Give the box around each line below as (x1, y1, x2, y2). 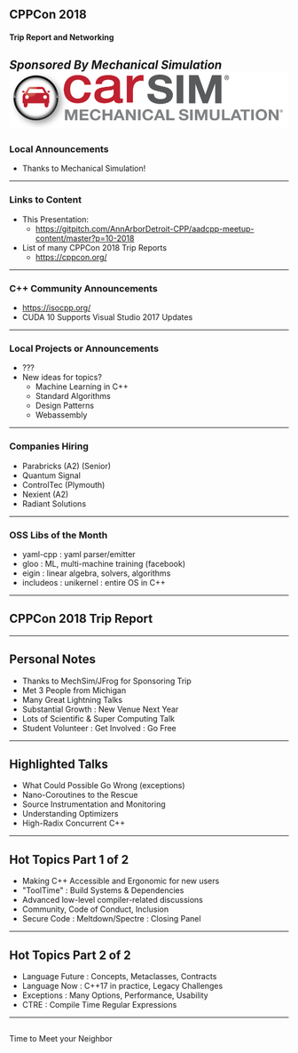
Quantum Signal (21, 470, 82, 481)
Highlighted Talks (9, 756, 108, 771)
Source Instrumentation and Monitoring (21, 799, 166, 810)
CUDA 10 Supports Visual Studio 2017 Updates (21, 312, 193, 323)
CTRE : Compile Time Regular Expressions (21, 1000, 177, 1010)
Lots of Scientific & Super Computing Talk (21, 713, 176, 723)
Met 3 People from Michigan (21, 684, 127, 696)
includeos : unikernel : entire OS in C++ (21, 577, 166, 587)
